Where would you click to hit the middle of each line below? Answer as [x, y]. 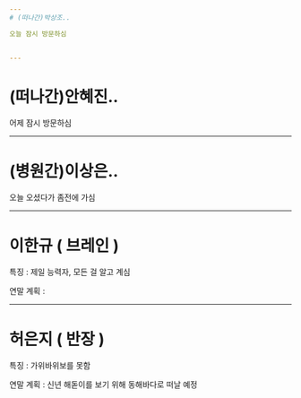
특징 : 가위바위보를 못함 [50, 366]
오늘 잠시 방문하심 [38, 34]
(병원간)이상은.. [64, 171]
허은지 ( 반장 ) [57, 339]
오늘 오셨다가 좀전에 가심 [52, 197]
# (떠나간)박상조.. [40, 17]
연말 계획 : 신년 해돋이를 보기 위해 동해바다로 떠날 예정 [103, 385]
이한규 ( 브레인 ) [64, 245]
